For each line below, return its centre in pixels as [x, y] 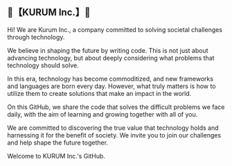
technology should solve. [43, 65]
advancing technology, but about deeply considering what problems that [111, 58]
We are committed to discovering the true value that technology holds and [113, 128]
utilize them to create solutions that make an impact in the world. [99, 93]
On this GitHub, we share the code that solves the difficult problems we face [116, 107]
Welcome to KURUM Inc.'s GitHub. [56, 156]
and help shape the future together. [58, 142]
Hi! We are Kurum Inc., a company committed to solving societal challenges [115, 29]
